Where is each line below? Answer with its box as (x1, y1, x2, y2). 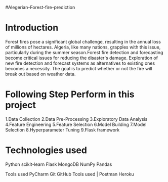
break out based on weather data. (5, 71, 76, 77)
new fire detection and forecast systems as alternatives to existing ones (5, 60, 155, 66)
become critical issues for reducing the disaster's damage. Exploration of (5, 55, 158, 61)
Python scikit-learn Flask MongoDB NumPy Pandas (5, 161, 112, 167)
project (5, 100, 36, 111)
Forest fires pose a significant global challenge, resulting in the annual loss (5, 38, 161, 44)
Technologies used (5, 145, 88, 156)
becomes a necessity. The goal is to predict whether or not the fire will (5, 65, 153, 71)
